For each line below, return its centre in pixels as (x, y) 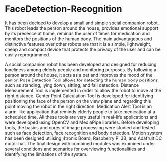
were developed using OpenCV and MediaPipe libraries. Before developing (82, 122)
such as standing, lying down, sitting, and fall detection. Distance (72, 85)
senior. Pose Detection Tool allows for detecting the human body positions (82, 80)
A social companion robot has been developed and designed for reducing (81, 64)
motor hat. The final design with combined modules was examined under (80, 143)
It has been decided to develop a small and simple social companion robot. (82, 23)
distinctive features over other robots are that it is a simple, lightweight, (78, 44)
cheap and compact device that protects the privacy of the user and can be (83, 49)
